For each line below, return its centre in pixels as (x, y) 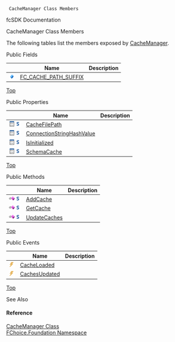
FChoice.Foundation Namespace (47, 332)
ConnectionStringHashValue (61, 133)
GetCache (38, 208)
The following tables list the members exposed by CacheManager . (87, 43)
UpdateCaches (44, 217)
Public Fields (22, 54)
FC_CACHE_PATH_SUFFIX (52, 77)
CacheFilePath (44, 124)
